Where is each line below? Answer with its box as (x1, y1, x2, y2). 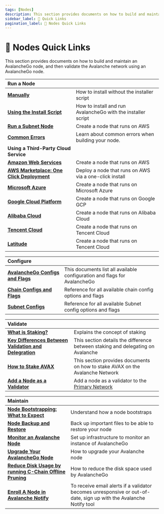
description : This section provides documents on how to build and (5, 12, 145, 17)
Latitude (7, 241, 27, 248)
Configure (7, 258, 32, 265)
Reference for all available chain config (64, 286, 154, 293)
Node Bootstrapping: (7, 406, 57, 412)
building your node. (76, 137, 121, 144)
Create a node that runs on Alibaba (76, 209, 156, 216)
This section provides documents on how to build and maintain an (5, 58, 138, 64)
